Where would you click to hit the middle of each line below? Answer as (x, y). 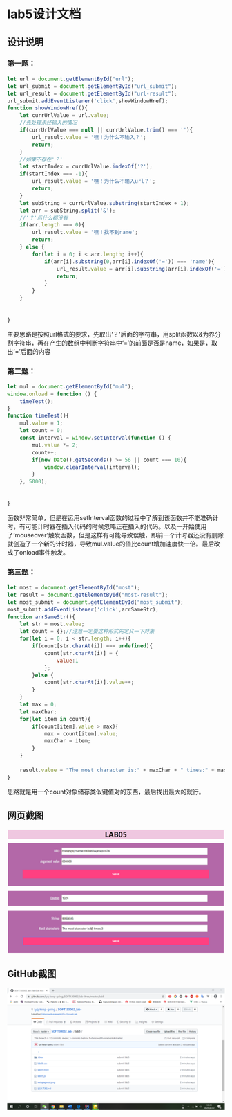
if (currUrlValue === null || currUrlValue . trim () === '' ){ (106, 130)
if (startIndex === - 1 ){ (54, 174)
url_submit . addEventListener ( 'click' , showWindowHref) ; (88, 101)
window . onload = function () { (52, 394)
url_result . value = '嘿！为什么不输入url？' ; (94, 181)
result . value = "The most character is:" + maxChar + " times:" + (117, 770)
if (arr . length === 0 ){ (52, 225)
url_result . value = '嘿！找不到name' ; (85, 233)
